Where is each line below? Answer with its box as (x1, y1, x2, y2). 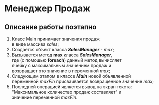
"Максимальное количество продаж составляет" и (11, 89, 122, 95)
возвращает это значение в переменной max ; (11, 68, 110, 74)
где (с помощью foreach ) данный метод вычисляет (11, 57, 122, 63)
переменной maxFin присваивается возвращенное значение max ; (11, 78, 154, 84)
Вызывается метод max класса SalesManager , (11, 52, 113, 58)
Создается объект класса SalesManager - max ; (11, 47, 114, 52)
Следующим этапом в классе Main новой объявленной (11, 73, 131, 79)
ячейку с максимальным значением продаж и (11, 63, 112, 68)
